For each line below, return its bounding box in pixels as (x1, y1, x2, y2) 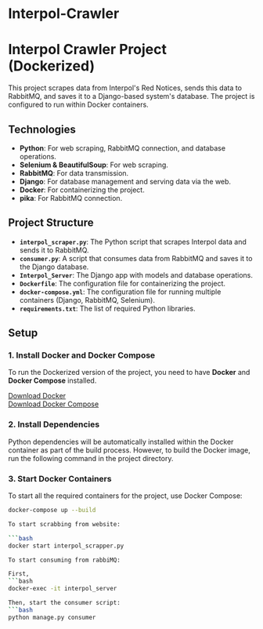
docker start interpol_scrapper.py (8, 542, 124, 550)
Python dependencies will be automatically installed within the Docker (8, 437, 234, 446)
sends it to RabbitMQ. (19, 245, 89, 255)
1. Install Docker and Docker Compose (8, 350, 156, 361)
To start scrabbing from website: (8, 520, 121, 528)
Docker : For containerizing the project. (19, 185, 145, 195)
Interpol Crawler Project (8, 41, 167, 59)
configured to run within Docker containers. (8, 100, 149, 110)
